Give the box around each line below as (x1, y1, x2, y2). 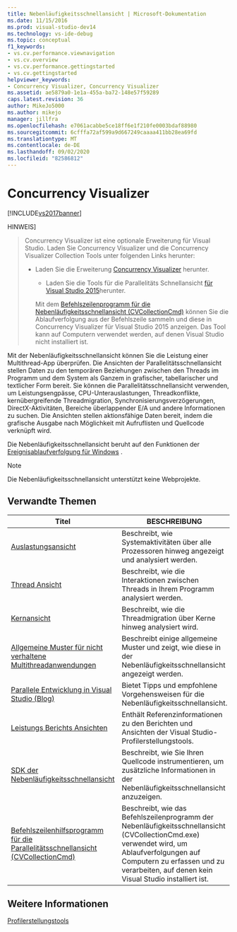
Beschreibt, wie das (121, 803, 187, 813)
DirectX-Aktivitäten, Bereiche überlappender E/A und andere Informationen (7, 404, 226, 412)
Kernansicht (11, 613, 51, 623)
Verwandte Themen (7, 496, 97, 508)
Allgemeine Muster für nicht (11, 642, 104, 652)
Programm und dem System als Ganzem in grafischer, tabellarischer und (7, 373, 219, 382)
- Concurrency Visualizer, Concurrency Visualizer (7, 83, 159, 90)
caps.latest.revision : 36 (7, 96, 83, 103)
